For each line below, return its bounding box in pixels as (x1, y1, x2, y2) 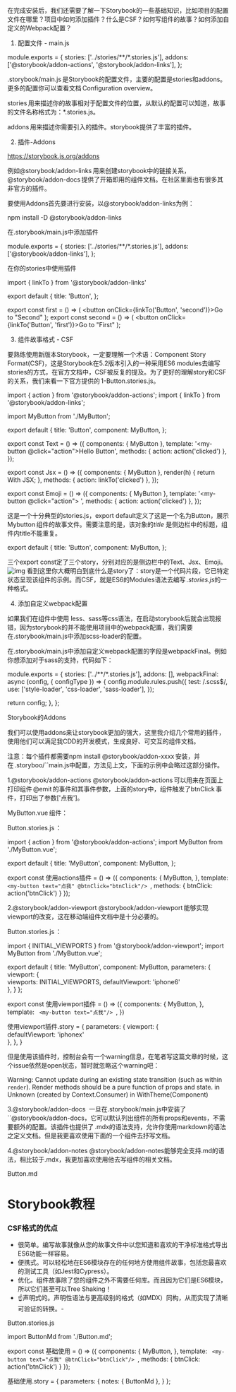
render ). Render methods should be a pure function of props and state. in (7, 1083, 220, 1091)
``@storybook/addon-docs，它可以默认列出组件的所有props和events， (7, 1114, 213, 1122)
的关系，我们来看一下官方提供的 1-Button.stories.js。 (7, 377, 160, 385)
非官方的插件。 (7, 184, 51, 192)
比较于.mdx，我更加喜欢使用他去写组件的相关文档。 (25, 1155, 176, 1164)
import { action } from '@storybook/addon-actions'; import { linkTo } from (7, 391, 221, 399)
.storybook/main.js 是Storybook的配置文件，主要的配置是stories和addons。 (7, 75, 227, 83)
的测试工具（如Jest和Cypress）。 (17, 1267, 113, 1275)
